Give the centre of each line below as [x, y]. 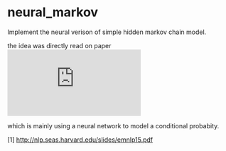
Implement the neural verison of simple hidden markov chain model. [107, 32]
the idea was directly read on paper [59, 45]
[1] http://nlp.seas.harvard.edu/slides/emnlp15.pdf [80, 140]
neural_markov [53, 12]
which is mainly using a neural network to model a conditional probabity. [113, 125]
